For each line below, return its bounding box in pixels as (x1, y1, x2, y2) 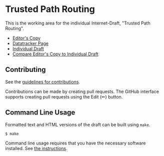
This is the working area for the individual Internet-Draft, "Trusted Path (5, 20, 151, 26)
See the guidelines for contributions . (5, 78, 80, 84)
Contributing (5, 65, 46, 74)
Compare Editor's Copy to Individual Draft (12, 51, 98, 57)
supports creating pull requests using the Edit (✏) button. (5, 93, 123, 99)
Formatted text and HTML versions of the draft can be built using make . (5, 121, 150, 127)
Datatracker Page (12, 40, 49, 46)
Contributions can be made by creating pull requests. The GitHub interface (5, 88, 159, 94)
